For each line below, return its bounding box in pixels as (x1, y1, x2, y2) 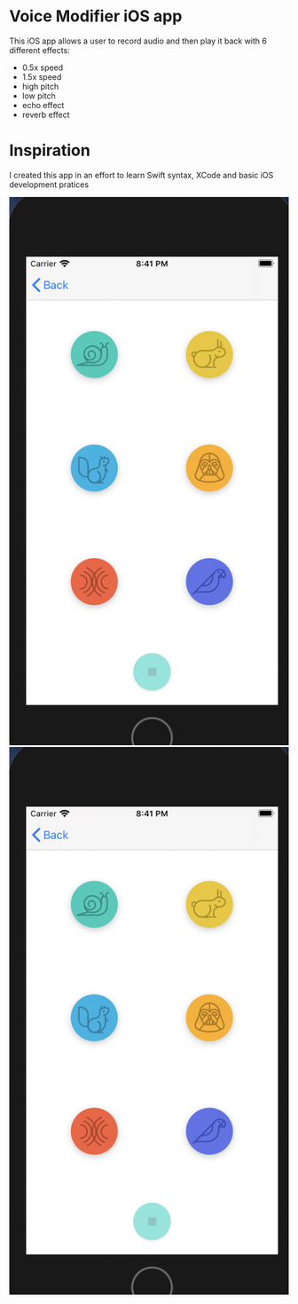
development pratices (9, 179, 90, 190)
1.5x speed (21, 71, 62, 82)
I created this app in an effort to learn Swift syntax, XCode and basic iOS (9, 169, 274, 180)
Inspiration (9, 140, 90, 161)
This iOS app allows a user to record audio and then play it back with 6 (9, 35, 268, 46)
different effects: (9, 44, 71, 55)
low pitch (21, 90, 56, 101)
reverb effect (21, 109, 70, 120)
